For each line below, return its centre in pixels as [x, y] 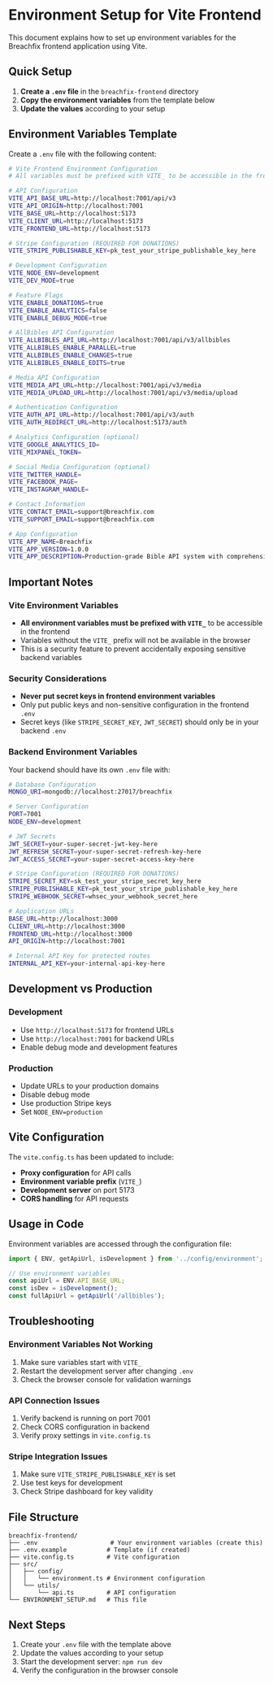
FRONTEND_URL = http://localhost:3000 [70, 934]
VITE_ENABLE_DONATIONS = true [56, 302]
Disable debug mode [55, 1094]
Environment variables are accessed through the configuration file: [120, 1244]
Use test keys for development [71, 1483]
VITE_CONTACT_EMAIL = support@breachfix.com [81, 512]
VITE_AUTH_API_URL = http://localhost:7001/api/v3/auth [102, 415]
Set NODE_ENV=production [61, 1112]
